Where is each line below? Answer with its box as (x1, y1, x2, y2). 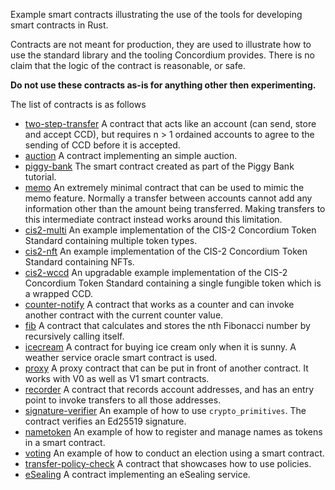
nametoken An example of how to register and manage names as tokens (24, 426, 323, 438)
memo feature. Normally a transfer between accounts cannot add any (24, 192, 313, 204)
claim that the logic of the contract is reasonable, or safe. (10, 60, 246, 71)
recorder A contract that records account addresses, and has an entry (24, 384, 315, 395)
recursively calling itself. (24, 330, 125, 342)
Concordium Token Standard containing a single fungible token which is (24, 277, 322, 289)
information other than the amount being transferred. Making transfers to (24, 203, 326, 214)
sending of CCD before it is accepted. (24, 139, 181, 151)
